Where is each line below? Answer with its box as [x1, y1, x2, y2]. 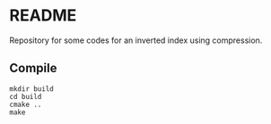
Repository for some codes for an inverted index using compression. [9, 35, 263, 45]
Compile [9, 61, 57, 76]
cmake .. [9, 100, 42, 109]
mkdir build [9, 84, 54, 94]
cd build [9, 92, 42, 101]
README [9, 5, 77, 26]
